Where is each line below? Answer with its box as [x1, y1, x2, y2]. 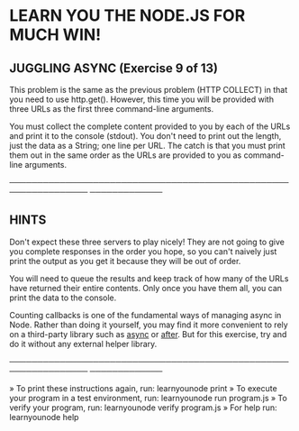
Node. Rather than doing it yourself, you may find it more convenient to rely [9, 319, 288, 330]
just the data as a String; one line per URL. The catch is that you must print [9, 141, 285, 151]
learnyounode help [9, 411, 79, 422]
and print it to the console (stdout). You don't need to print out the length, [9, 131, 282, 141]
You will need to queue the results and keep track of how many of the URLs [9, 272, 289, 284]
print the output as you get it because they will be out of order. [9, 255, 241, 266]
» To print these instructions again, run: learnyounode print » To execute [9, 382, 277, 393]
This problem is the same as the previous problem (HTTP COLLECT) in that [9, 85, 288, 95]
